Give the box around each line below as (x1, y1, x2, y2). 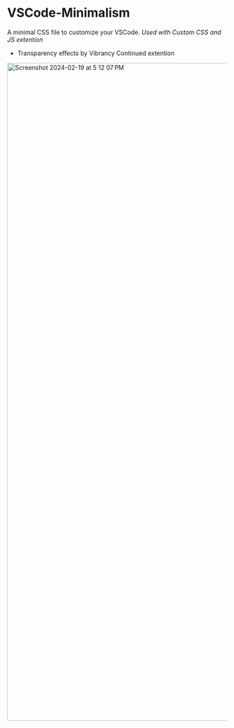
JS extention (7, 35, 44, 43)
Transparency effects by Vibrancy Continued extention (17, 49, 175, 57)
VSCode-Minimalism (7, 5, 130, 21)
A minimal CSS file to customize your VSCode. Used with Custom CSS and (7, 28, 221, 36)
